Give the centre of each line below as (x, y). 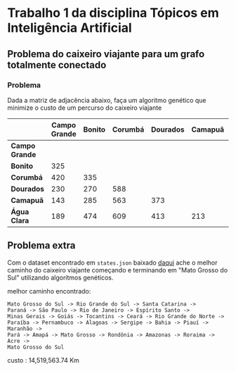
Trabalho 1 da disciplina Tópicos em (113, 13)
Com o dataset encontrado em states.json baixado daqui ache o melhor (112, 263)
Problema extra (41, 245)
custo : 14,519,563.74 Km (43, 360)
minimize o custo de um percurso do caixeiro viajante (85, 108)
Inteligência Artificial (70, 28)
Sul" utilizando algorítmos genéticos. (60, 277)
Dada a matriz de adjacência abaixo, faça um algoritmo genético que (107, 100)
